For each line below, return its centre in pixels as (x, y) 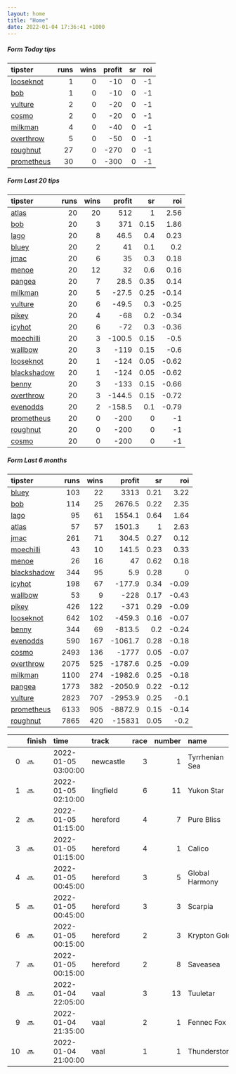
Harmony (203, 882)
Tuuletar (202, 993)
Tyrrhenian (206, 757)
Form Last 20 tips (33, 181)
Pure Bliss (204, 820)
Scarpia (201, 907)
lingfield (104, 791)
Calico (198, 849)
